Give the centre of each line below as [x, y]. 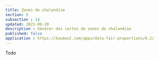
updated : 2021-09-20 [27, 24]
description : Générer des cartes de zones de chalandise [68, 29]
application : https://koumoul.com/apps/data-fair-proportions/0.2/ [80, 39]
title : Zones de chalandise [35, 10]
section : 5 [17, 15]
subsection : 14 [22, 19]
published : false [24, 34]
